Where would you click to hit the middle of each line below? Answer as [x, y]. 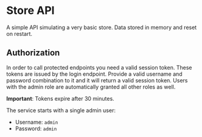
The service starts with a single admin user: [61, 110]
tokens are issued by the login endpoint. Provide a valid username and [94, 74]
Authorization [33, 53]
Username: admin [37, 122]
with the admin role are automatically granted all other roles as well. [91, 87]
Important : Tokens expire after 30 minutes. [60, 98]
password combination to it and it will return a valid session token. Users [97, 80]
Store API [30, 11]
